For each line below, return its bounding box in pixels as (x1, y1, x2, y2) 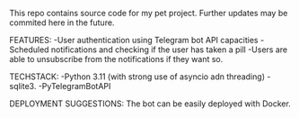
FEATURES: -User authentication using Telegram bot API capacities (9, 35, 259, 45)
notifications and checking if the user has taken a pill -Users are (50, 44, 288, 55)
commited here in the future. (9, 17, 115, 28)
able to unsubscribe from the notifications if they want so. (9, 54, 224, 64)
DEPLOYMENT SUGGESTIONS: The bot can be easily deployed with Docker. (9, 98, 292, 109)
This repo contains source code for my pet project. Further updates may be (9, 8, 288, 18)
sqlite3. (9, 81, 37, 91)
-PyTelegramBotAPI (38, 81, 111, 91)
